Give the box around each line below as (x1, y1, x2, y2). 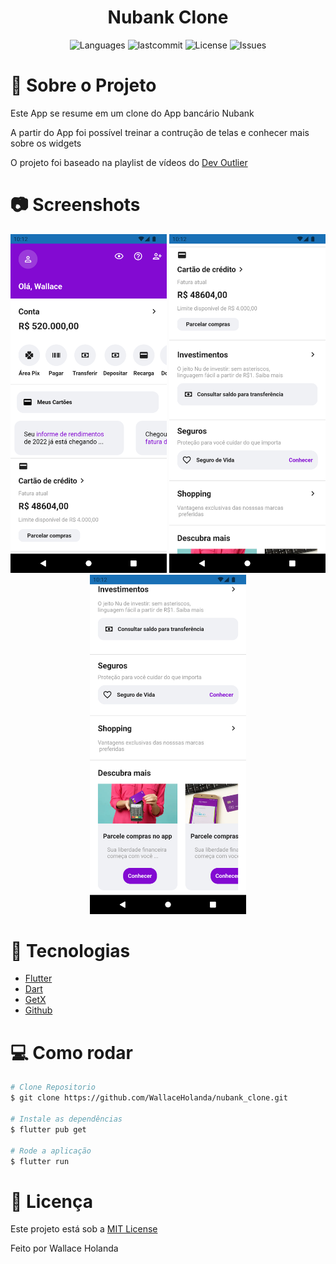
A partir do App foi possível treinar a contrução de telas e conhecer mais (10, 126, 310, 138)
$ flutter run (10, 1156, 70, 1166)
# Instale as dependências (10, 1114, 123, 1125)
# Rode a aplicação (10, 1146, 92, 1156)
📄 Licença (10, 1190, 94, 1213)
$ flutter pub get (10, 1124, 87, 1135)
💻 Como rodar (10, 1041, 133, 1064)
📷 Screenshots (10, 194, 141, 216)
